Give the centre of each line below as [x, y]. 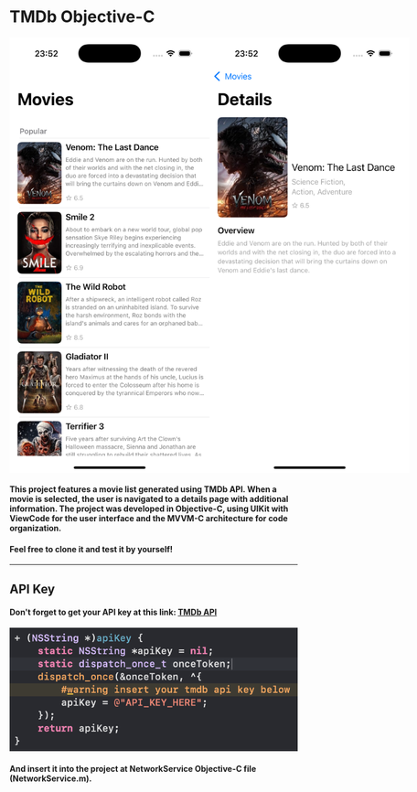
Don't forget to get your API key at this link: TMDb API [113, 612]
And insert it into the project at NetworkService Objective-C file [133, 769]
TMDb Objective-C [82, 17]
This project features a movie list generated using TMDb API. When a [143, 489]
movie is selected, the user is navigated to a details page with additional [149, 499]
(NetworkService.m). [51, 778]
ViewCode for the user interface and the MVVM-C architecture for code [149, 519]
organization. [36, 529]
